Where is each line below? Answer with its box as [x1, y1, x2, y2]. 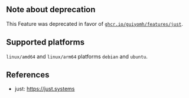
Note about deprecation [6, 5, 96, 15]
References [6, 70, 50, 80]
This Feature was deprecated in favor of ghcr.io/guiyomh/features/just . [6, 20, 183, 27]
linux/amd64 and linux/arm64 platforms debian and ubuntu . [6, 53, 148, 60]
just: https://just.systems [14, 85, 75, 93]
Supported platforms [6, 38, 84, 48]
